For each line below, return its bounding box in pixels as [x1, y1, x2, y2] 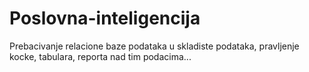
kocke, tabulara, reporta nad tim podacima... [9, 50, 192, 62]
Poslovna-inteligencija [9, 7, 201, 30]
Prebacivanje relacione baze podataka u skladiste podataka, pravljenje [9, 40, 300, 52]
